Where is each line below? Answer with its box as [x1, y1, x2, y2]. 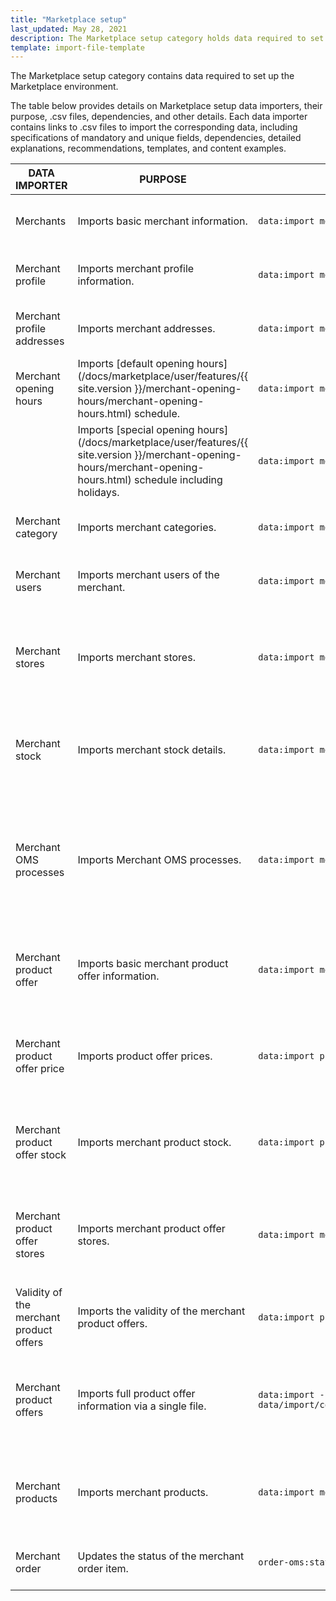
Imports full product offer [77, 1387, 196, 1401]
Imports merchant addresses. [77, 322, 216, 336]
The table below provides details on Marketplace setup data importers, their [10, 100, 323, 112]
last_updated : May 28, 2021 [10, 24, 128, 34]
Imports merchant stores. [77, 651, 196, 665]
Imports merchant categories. [77, 521, 217, 535]
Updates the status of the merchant [77, 1549, 245, 1563]
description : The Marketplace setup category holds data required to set [10, 33, 325, 43]
